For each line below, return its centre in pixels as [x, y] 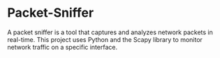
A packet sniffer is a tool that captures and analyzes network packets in [110, 32]
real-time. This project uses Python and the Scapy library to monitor [105, 39]
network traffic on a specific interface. [62, 47]
